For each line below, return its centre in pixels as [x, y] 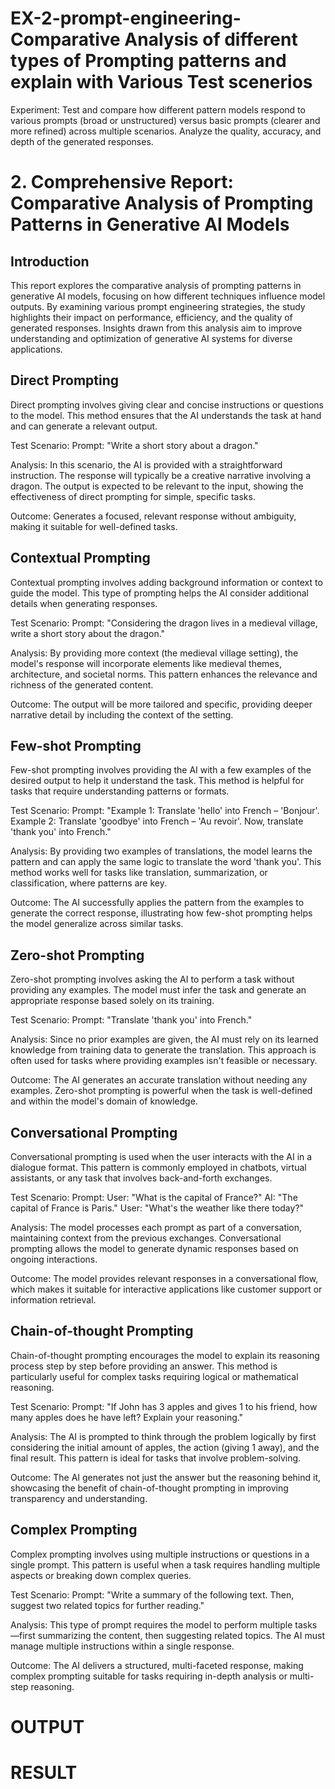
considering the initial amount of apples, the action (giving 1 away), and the [165, 1447]
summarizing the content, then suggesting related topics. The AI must [181, 1635]
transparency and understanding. [79, 1498]
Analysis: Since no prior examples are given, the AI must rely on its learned [164, 1039]
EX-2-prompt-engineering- [126, 18]
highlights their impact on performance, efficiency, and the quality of [151, 317]
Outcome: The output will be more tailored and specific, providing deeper [161, 704]
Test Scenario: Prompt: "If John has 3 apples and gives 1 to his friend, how [164, 1406]
